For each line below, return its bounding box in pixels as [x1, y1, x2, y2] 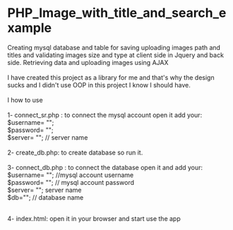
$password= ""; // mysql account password [7, 178, 135, 186]
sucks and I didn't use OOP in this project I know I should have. [7, 80, 191, 89]
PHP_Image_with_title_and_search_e [7, 5, 227, 21]
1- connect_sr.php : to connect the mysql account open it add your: [7, 111, 203, 119]
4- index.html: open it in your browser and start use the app [7, 214, 181, 223]
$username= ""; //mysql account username [7, 171, 134, 179]
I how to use [7, 95, 44, 104]
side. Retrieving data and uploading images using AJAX [7, 58, 169, 66]
